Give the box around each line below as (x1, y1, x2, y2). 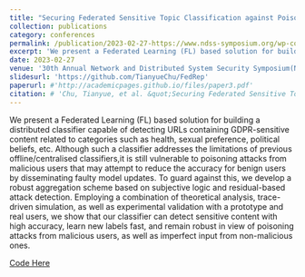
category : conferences (9, 30, 95, 39)
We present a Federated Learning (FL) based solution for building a (9, 114, 261, 125)
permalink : (9, 38, 51, 48)
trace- (257, 192, 281, 203)
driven (9, 201, 34, 212)
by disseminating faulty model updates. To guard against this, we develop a (9, 172, 292, 183)
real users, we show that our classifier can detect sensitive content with (9, 211, 279, 222)
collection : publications (9, 22, 107, 31)
